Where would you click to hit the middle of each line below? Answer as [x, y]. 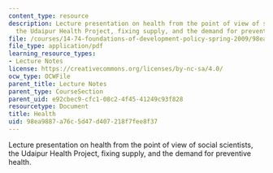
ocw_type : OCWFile [39, 76]
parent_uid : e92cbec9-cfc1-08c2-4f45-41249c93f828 [96, 99]
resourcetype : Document [49, 106]
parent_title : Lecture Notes [58, 84]
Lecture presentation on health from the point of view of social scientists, [131, 145]
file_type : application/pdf [56, 46]
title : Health [32, 115]
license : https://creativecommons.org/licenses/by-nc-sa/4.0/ [116, 69]
